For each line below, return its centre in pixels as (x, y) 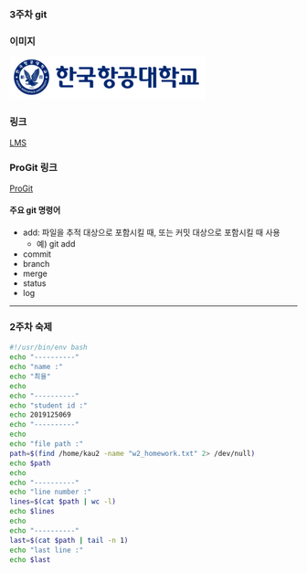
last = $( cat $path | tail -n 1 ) (69, 540)
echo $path (30, 463)
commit (37, 254)
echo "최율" (31, 377)
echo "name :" (37, 367)
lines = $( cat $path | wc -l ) (63, 502)
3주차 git (28, 14)
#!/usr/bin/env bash (49, 348)
